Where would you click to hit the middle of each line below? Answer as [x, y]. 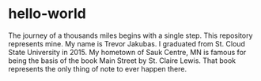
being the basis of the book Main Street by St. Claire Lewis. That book [122, 61]
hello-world [47, 14]
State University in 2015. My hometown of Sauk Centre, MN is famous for [127, 52]
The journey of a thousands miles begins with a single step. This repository [130, 35]
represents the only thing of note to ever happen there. [98, 68]
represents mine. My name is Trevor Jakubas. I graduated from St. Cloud [127, 43]
